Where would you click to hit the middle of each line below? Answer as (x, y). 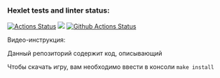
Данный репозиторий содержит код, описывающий (85, 54)
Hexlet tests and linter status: (59, 10)
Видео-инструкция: (36, 40)
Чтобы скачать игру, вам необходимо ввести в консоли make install (111, 67)
